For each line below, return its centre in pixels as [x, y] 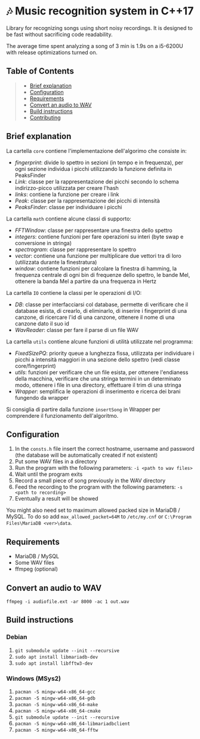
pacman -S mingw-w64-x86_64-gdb [55, 698]
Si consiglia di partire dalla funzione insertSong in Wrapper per [83, 409]
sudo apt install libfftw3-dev [54, 663]
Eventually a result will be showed [56, 499]
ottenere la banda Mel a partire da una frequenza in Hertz [86, 281]
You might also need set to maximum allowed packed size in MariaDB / [93, 510]
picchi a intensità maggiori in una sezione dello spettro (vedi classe [97, 359]
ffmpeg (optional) [36, 569]
